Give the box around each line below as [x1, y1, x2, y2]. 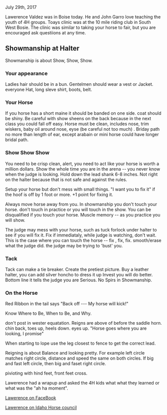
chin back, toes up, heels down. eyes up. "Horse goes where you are [5, 325, 147, 331]
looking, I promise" [5, 331, 44, 337]
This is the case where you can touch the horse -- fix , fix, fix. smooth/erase [5, 237, 162, 243]
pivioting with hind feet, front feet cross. [5, 370, 88, 376]
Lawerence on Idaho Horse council [5, 405, 77, 411]
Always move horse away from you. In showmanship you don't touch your [5, 201, 157, 207]
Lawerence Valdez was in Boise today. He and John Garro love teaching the [5, 14, 161, 19]
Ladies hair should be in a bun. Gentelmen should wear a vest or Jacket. [5, 81, 154, 87]
